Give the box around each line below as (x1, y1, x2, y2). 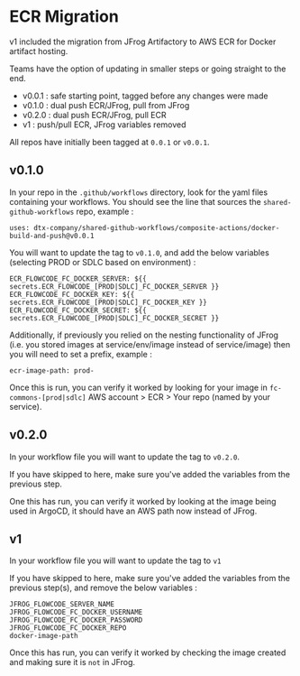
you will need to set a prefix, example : (9, 348, 153, 359)
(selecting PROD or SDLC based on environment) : (9, 256, 196, 267)
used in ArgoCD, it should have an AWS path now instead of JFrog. (9, 505, 258, 516)
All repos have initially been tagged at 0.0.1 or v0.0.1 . (9, 136, 210, 147)
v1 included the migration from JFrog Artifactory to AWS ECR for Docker (9, 36, 277, 47)
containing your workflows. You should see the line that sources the (9, 196, 261, 207)
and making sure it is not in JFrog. (9, 657, 135, 668)
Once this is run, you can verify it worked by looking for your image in (9, 382, 268, 393)
